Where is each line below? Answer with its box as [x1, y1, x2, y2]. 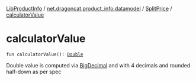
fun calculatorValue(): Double [6, 51, 83, 57]
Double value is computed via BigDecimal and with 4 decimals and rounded [6, 61, 191, 69]
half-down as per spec [6, 68, 62, 75]
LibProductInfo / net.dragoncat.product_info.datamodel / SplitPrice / [6, 5, 173, 12]
